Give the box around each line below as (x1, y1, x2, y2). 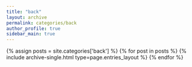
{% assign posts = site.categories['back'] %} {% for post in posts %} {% (6, 47, 187, 54)
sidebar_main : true (6, 31, 56, 37)
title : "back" (6, 8, 42, 15)
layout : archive (6, 14, 47, 20)
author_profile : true (6, 25, 61, 32)
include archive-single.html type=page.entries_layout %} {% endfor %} (6, 54, 184, 61)
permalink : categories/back (6, 20, 77, 26)
